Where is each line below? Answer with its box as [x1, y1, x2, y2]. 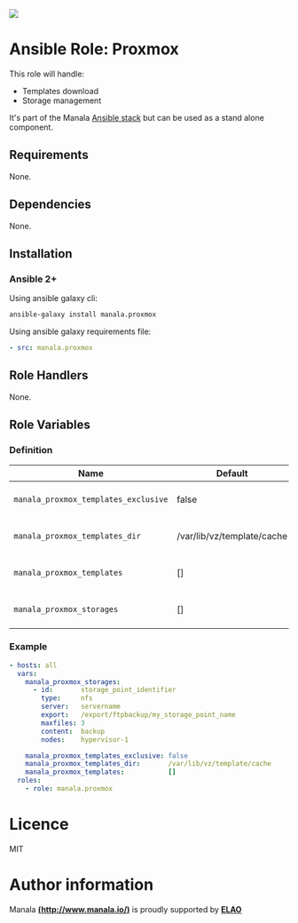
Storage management [21, 95, 102, 106]
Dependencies [9, 197, 91, 212]
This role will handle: [9, 68, 85, 79]
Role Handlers [9, 368, 89, 383]
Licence [9, 815, 69, 834]
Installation [9, 246, 73, 261]
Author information [9, 875, 153, 895]
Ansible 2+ [9, 273, 58, 285]
